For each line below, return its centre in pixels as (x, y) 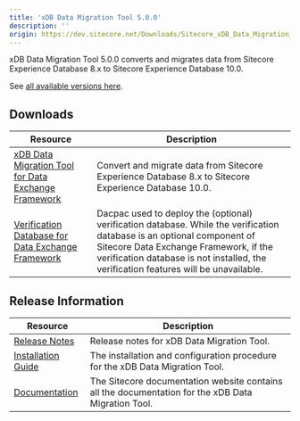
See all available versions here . (66, 87)
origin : (24, 34)
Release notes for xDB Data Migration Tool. (180, 341)
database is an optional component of (176, 235)
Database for (41, 235)
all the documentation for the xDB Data (171, 392)
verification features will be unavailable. (180, 269)
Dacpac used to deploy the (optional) (175, 213)
